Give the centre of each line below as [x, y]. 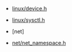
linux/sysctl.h [28, 20]
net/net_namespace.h [39, 43]
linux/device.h [29, 9]
